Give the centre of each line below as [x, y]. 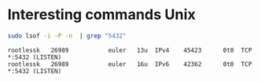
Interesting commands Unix [102, 15]
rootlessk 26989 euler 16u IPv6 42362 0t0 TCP [130, 64]
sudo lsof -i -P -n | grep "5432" [67, 36]
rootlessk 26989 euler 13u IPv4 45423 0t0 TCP [130, 50]
